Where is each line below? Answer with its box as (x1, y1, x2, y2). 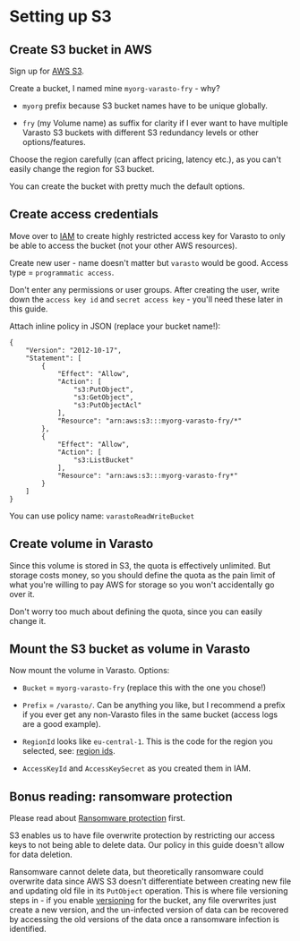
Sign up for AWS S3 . (9, 65, 85, 76)
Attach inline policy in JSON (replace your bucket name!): (9, 321, 221, 331)
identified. (9, 924, 47, 935)
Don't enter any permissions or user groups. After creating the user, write (9, 284, 280, 295)
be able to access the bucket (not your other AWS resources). (9, 240, 237, 251)
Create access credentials (9, 207, 159, 222)
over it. (9, 588, 36, 599)
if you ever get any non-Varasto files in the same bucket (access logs (21, 709, 279, 720)
